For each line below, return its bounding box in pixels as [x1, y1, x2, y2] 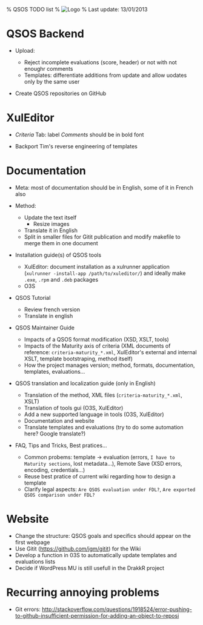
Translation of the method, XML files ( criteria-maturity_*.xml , [24, 391, 183, 398]
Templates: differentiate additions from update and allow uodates [24, 71, 187, 79]
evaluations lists [15, 558, 56, 565]
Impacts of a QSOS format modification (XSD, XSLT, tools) [24, 336, 170, 343]
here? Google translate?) [24, 430, 86, 437]
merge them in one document [24, 239, 98, 246]
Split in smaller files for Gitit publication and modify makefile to [24, 233, 181, 240]
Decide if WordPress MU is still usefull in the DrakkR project [15, 564, 165, 572]
